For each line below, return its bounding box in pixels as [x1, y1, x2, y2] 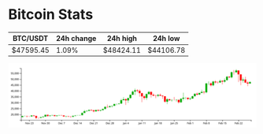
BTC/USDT [13, 34, 49, 43]
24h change [56, 34, 97, 43]
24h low [152, 34, 180, 43]
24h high [106, 34, 138, 43]
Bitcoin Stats [8, 6, 94, 24]
